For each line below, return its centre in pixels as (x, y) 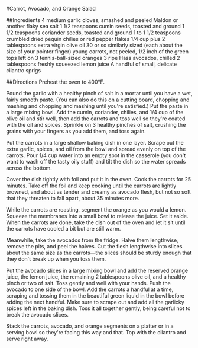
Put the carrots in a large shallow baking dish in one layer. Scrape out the (95, 143)
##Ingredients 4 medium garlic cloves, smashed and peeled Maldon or (92, 20)
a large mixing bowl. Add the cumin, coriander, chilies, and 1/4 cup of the (95, 112)
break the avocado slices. (38, 315)
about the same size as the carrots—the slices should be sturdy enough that (99, 253)
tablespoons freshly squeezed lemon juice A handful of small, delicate (92, 64)
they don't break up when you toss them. (56, 259)
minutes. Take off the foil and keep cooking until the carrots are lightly (91, 186)
